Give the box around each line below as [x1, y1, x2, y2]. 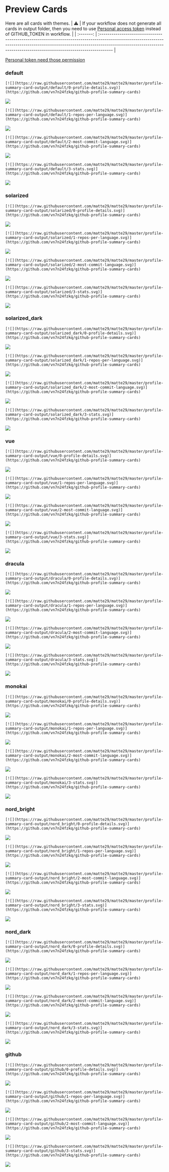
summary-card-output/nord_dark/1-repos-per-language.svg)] [5, 971, 132, 976]
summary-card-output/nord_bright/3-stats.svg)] [5, 903, 107, 908]
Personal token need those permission [5, 56, 85, 63]
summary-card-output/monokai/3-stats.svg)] [5, 780, 98, 785]
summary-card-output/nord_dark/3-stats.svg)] [5, 1025, 102, 1031]
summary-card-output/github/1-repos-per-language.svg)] [5, 1094, 125, 1099]
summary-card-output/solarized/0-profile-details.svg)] [5, 208, 125, 213]
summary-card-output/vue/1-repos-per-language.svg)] [5, 481, 119, 486]
